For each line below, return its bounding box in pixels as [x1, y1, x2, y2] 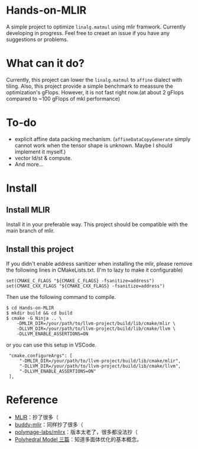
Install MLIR [6, 205, 50, 215]
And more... [14, 161, 44, 168]
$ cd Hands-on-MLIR [6, 305, 54, 311]
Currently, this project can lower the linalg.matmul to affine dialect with [6, 76, 182, 83]
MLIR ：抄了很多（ [14, 413, 59, 421]
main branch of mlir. [6, 227, 55, 234]
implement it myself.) [14, 148, 66, 155]
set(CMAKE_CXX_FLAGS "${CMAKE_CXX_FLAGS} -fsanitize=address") [6, 283, 165, 289]
